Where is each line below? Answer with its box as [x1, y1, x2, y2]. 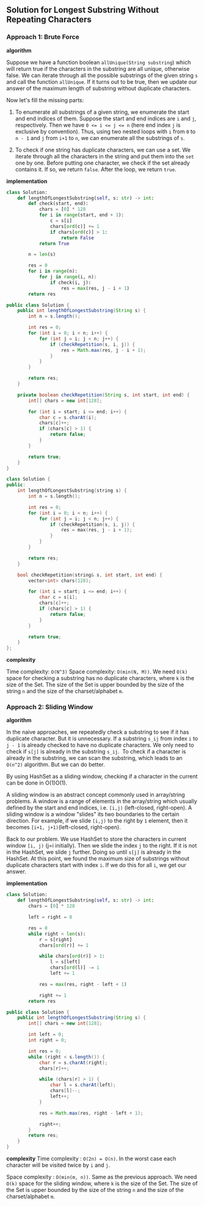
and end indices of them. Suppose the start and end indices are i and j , [15, 114, 197, 122]
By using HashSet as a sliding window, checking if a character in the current [6, 773, 198, 780]
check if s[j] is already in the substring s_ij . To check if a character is [6, 748, 186, 755]
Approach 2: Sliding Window [6, 703, 93, 711]
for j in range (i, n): [38, 274, 97, 280]
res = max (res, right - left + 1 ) [38, 981, 127, 987]
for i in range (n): [28, 268, 78, 275]
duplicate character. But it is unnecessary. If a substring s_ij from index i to [6, 735, 199, 742]
